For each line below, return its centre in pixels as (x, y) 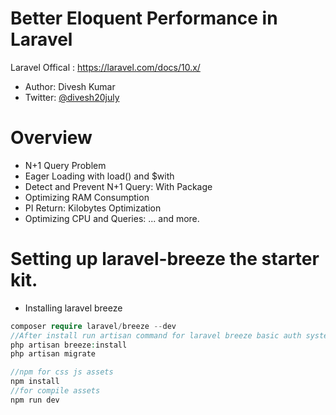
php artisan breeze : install (69, 345)
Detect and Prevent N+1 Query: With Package (118, 186)
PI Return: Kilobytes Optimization (93, 208)
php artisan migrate (53, 354)
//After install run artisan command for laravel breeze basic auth (156, 335)
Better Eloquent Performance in (144, 18)
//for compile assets (55, 391)
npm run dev (35, 400)
